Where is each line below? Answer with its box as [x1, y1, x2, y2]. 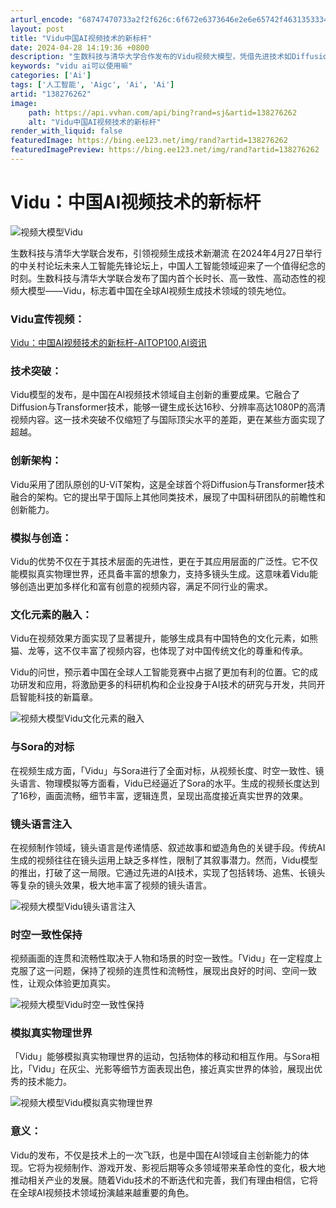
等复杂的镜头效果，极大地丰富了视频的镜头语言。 [10, 879, 212, 891]
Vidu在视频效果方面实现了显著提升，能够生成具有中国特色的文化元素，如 [10, 632, 310, 645]
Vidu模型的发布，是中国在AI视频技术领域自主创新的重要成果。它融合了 [10, 389, 301, 401]
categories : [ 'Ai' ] [10, 71, 92, 81]
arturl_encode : [10, 14, 74, 25]
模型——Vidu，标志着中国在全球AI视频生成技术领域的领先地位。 [27, 284, 292, 296]
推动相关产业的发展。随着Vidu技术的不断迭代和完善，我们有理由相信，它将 [10, 1174, 318, 1186]
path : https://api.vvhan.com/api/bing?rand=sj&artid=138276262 [28, 107, 298, 118]
